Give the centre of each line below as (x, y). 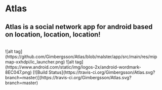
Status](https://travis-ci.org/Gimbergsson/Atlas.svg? (102, 72)
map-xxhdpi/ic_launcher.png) (35, 62)
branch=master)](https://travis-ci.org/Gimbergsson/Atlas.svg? (68, 77)
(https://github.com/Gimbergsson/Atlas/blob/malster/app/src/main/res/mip (81, 57)
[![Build (40, 72)
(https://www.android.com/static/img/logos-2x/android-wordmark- (73, 67)
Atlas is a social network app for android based (79, 27)
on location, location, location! (53, 34)
